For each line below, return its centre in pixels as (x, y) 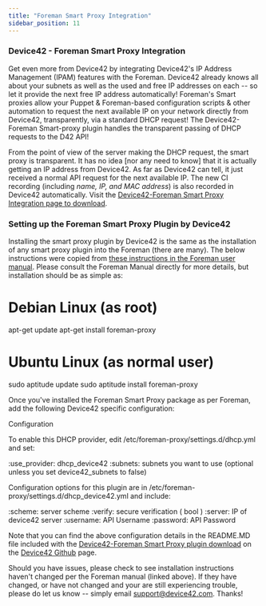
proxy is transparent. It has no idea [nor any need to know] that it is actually (133, 160)
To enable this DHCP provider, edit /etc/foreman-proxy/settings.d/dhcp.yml (132, 439)
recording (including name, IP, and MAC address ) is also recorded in (121, 186)
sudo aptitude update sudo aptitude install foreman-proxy (103, 384)
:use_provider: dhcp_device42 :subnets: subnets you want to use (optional (131, 463)
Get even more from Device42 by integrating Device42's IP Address (120, 68)
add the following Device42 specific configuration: (91, 408)
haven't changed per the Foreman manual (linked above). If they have (123, 576)
